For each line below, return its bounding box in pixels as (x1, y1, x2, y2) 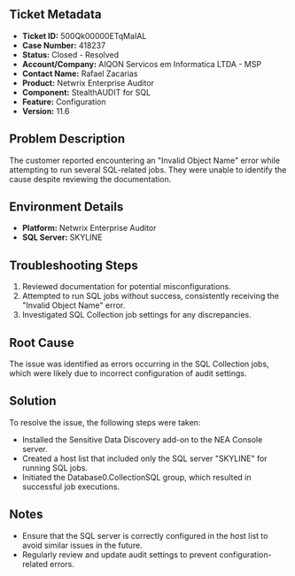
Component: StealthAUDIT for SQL (21, 87, 151, 97)
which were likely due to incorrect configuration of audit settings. (9, 368, 247, 379)
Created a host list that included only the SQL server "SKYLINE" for (21, 453, 268, 464)
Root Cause (9, 335, 75, 350)
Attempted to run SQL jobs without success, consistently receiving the (21, 291, 279, 302)
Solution (9, 394, 57, 409)
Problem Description (9, 132, 126, 147)
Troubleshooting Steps (9, 257, 139, 273)
